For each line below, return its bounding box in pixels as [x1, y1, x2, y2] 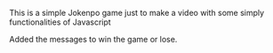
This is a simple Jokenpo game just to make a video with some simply [9, 8, 265, 18]
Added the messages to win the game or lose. [9, 34, 178, 44]
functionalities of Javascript [9, 17, 111, 27]
